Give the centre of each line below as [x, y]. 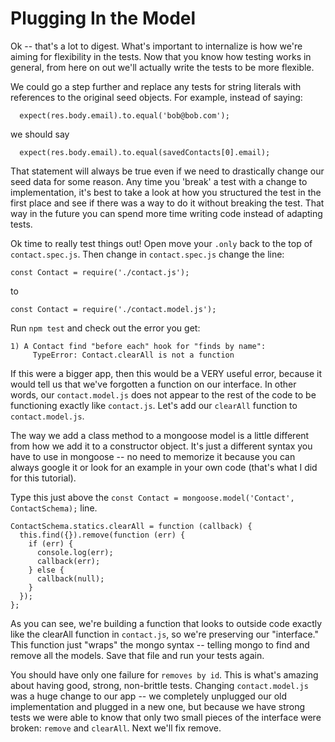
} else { [46, 570]
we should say [40, 134]
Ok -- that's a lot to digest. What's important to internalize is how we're [156, 46]
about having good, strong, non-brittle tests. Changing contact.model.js [159, 685]
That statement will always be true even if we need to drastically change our [167, 171]
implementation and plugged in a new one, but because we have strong [158, 706]
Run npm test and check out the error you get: [105, 328]
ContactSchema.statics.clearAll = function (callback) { [131, 526]
